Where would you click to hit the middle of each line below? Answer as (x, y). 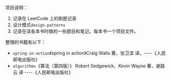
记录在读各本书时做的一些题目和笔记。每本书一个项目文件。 (76, 31)
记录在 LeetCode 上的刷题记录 (45, 18)
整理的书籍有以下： (26, 42)
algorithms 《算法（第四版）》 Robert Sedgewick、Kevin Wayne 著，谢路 (89, 66)
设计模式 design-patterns (39, 25)
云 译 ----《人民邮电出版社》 (43, 72)
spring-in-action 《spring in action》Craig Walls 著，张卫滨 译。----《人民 (89, 53)
